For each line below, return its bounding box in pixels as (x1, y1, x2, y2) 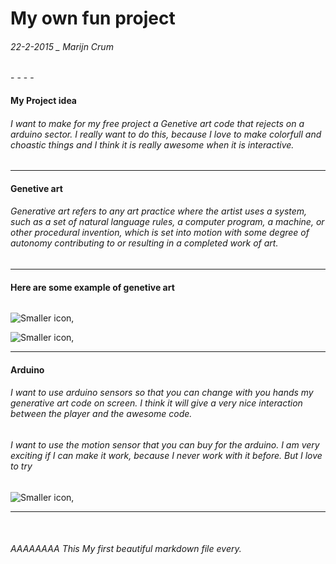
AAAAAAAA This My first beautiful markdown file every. (10, 543, 242, 555)
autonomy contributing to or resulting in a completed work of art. (10, 237, 279, 249)
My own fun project (10, 7, 176, 30)
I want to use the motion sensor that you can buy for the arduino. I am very (10, 438, 320, 451)
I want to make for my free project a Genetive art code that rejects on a (10, 117, 305, 129)
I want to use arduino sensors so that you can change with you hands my (10, 387, 314, 399)
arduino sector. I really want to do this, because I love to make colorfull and (10, 128, 322, 140)
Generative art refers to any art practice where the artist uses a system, (10, 205, 308, 217)
